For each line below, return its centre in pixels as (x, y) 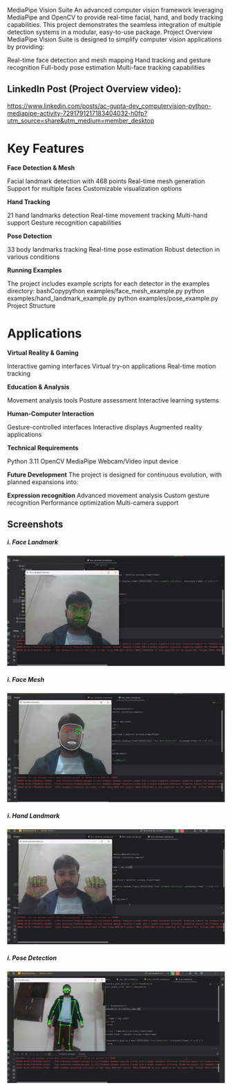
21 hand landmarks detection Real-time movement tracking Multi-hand (107, 215)
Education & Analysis (38, 387)
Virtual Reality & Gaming (43, 353)
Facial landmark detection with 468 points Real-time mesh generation (106, 181)
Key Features (46, 149)
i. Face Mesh (26, 680)
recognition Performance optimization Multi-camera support (93, 502)
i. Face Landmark (33, 542)
